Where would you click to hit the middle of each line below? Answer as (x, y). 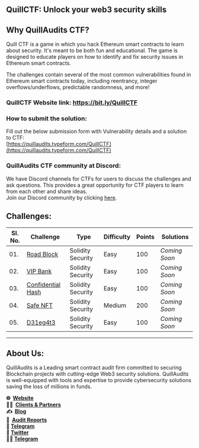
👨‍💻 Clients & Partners (33, 405)
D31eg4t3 (41, 322)
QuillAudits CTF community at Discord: (64, 166)
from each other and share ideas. (47, 191)
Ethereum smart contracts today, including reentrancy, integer (82, 81)
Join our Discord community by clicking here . (62, 198)
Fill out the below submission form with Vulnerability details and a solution (97, 131)
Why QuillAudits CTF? (48, 30)
